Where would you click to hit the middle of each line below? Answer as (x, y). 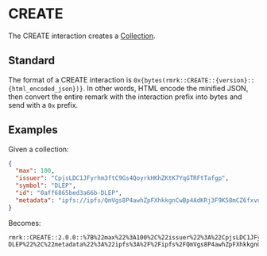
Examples (33, 130)
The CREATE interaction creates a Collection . (82, 36)
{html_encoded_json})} (46, 89)
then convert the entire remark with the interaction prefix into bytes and (125, 97)
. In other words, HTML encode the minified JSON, (166, 88)
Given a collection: (39, 149)
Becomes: (25, 223)
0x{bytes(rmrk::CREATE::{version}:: (194, 80)
